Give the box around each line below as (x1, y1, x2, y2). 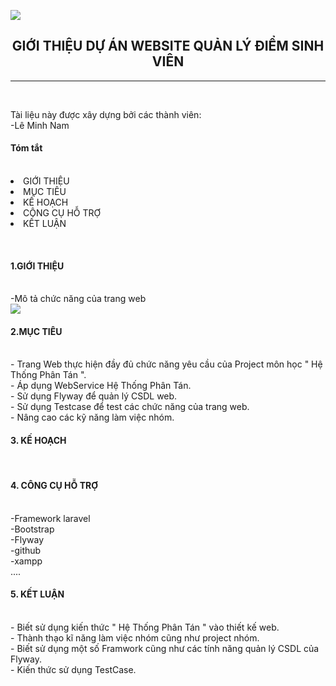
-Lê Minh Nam (10, 119, 70, 131)
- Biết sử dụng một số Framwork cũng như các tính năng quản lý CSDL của (10, 643, 320, 655)
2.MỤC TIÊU (10, 325, 63, 337)
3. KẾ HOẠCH (10, 435, 67, 447)
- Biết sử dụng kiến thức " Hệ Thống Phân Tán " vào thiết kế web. (10, 621, 280, 634)
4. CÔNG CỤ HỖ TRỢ (10, 480, 99, 492)
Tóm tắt (10, 142, 43, 154)
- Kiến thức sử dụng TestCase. (10, 664, 137, 676)
